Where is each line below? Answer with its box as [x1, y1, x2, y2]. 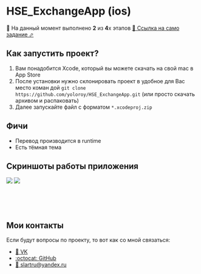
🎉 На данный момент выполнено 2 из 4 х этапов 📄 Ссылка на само [6, 24, 180, 32]
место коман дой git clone [15, 84, 86, 91]
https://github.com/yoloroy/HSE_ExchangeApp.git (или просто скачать [15, 90, 196, 98]
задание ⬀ [6, 30, 34, 38]
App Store [15, 71, 41, 78]
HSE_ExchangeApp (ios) [6, 4, 132, 18]
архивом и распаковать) [15, 97, 79, 104]
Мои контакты [6, 220, 64, 230]
